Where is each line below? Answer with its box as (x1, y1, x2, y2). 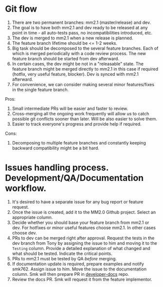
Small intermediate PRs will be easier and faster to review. (12, 106, 128, 111)
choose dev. (12, 230, 37, 235)
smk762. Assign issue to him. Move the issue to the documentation (12, 266, 147, 272)
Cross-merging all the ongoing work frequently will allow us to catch (12, 110, 149, 116)
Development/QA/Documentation (5, 173, 144, 183)
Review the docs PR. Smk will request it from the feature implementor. (12, 276, 152, 282)
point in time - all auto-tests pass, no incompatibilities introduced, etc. (12, 30, 152, 36)
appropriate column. (12, 214, 53, 220)
